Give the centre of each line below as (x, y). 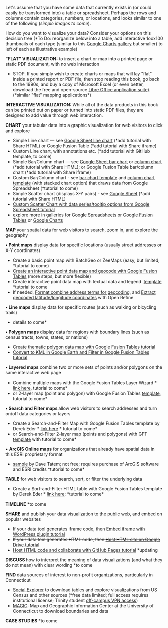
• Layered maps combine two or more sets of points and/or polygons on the (84, 367)
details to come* (29, 322)
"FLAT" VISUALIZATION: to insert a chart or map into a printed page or (79, 59)
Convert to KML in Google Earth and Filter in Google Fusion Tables (81, 352)
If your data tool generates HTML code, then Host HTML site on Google (86, 539)
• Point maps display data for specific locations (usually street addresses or (83, 245)
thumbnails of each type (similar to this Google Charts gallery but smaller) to (84, 44)
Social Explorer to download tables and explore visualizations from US (85, 590)
